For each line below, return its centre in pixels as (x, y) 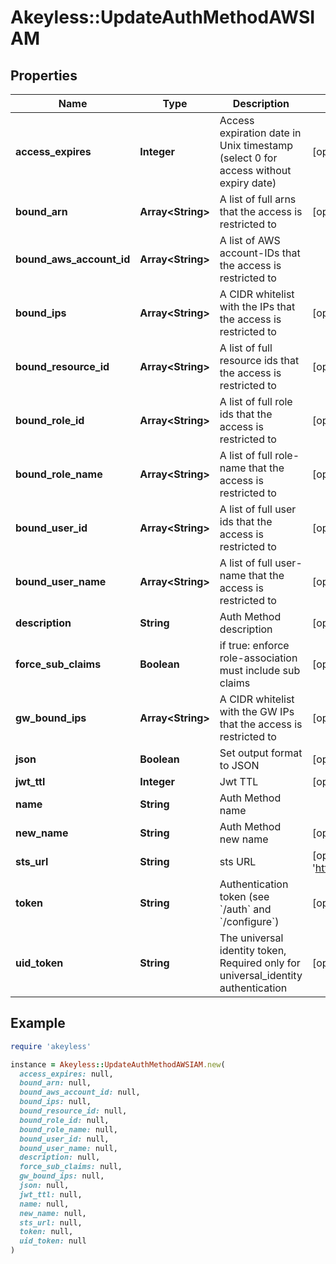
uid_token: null (53, 1241)
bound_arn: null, (55, 1083)
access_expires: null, (66, 1074)
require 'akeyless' (51, 1046)
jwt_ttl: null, (51, 1194)
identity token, (253, 950)
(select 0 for (248, 158)
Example (38, 1023)
